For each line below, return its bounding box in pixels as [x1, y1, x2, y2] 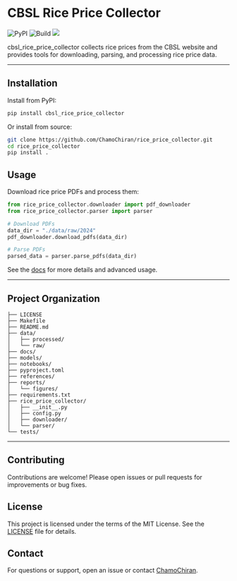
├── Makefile [7, 317, 46, 324]
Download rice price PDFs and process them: [7, 188, 140, 196]
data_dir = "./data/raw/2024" [7, 227, 97, 234]
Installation [7, 78, 58, 90]
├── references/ [7, 373, 55, 380]
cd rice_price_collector [7, 142, 80, 149]
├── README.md [7, 324, 49, 331]
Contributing [7, 454, 65, 466]
